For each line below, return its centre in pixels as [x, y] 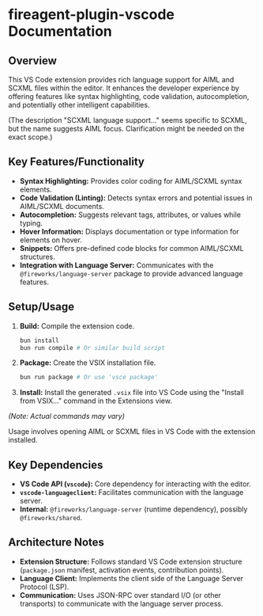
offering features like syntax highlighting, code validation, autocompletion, [129, 96]
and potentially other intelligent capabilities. [79, 105]
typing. [31, 222]
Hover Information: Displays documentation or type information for [129, 231]
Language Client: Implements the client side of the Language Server [131, 578]
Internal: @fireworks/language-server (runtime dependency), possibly [133, 509]
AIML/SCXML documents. [62, 206]
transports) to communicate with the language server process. [121, 603]
